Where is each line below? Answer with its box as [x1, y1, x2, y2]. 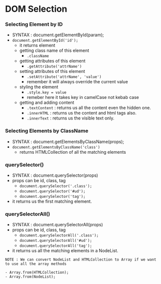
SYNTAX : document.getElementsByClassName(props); [12, 139, 124, 144]
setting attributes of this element [19, 69, 86, 74]
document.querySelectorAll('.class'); [19, 233, 99, 238]
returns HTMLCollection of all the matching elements [19, 149, 126, 155]
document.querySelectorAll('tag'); [19, 243, 92, 248]
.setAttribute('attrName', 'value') [26, 74, 102, 79]
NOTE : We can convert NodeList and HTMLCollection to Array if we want [5, 257, 157, 262]
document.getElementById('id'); [12, 38, 78, 43]
